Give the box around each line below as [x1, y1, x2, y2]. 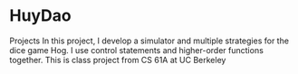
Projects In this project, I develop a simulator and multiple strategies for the [9, 35, 290, 46]
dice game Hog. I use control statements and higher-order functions [9, 44, 264, 55]
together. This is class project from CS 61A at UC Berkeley [9, 54, 226, 65]
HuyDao [9, 5, 72, 26]
